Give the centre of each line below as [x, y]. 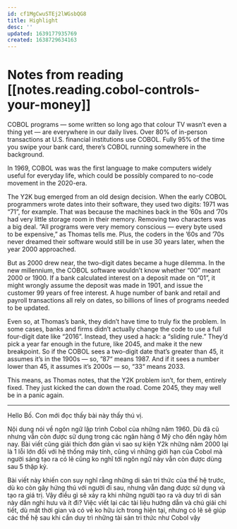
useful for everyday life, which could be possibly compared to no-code [110, 176]
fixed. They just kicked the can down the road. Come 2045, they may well [114, 388]
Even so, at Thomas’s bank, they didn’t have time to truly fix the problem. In [117, 322]
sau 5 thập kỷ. [28, 467]
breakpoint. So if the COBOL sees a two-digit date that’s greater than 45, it [115, 352]
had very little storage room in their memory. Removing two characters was [117, 219]
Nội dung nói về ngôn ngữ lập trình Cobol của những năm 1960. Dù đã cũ [113, 429]
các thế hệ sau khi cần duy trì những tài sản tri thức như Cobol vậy [104, 518]
